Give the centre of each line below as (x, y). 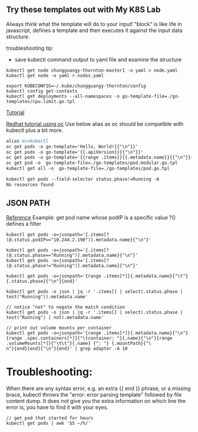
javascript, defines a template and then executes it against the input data (94, 30)
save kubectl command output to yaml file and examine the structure (98, 59)
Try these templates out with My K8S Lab (83, 10)
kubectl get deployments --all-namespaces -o (63, 96)
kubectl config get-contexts (42, 91)
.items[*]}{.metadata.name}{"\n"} (146, 333)
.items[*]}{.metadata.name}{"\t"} (146, 276)
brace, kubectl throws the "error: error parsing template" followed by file (94, 394)
